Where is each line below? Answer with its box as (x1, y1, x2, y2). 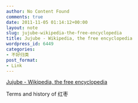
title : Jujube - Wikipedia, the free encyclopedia (6, 35, 133, 41)
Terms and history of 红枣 (6, 91, 69, 98)
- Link (6, 62, 22, 69)
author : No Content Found (6, 8, 69, 15)
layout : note (6, 24, 38, 31)
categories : (6, 47, 35, 52)
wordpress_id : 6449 (6, 41, 54, 47)
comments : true (6, 14, 43, 20)
